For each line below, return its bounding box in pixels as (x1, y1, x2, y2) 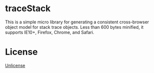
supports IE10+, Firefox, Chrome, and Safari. (5, 29, 94, 35)
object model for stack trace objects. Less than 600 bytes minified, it (5, 24, 144, 30)
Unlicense (5, 62, 25, 68)
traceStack (5, 3, 51, 14)
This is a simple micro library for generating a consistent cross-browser (5, 19, 149, 25)
